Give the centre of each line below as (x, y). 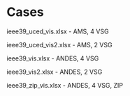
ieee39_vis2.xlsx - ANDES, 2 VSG (55, 72)
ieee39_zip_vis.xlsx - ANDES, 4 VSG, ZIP (65, 85)
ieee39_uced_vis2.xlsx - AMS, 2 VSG (59, 45)
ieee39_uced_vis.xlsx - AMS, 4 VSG (58, 31)
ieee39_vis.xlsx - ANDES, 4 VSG (53, 58)
